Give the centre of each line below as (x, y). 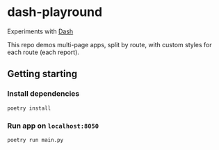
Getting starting (42, 74)
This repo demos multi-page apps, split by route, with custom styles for (109, 44)
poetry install (29, 108)
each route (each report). (43, 52)
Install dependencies (43, 94)
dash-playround (55, 12)
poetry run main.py (35, 140)
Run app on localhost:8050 (53, 126)
